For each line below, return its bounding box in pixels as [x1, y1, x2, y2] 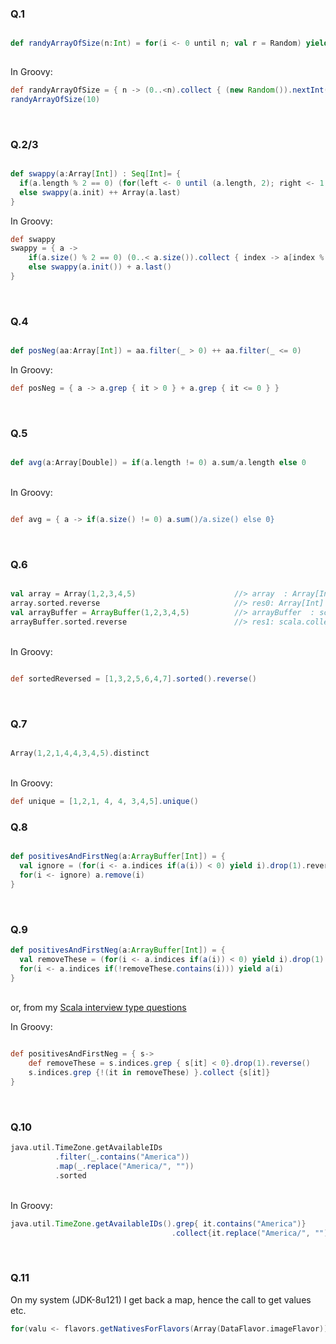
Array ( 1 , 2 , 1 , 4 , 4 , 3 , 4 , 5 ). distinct [10, 748, 150, 759]
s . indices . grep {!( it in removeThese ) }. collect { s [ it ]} [28, 1068, 271, 1078]
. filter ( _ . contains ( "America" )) [54, 1152, 190, 1162]
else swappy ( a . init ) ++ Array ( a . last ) [19, 187, 182, 197]
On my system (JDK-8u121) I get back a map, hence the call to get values [10, 1293, 312, 1306]
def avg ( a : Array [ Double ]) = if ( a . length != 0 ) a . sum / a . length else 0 [10, 458, 307, 468]
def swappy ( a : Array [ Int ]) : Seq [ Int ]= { [10, 169, 182, 179]
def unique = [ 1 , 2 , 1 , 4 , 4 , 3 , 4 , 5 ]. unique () [10, 796, 199, 806]
